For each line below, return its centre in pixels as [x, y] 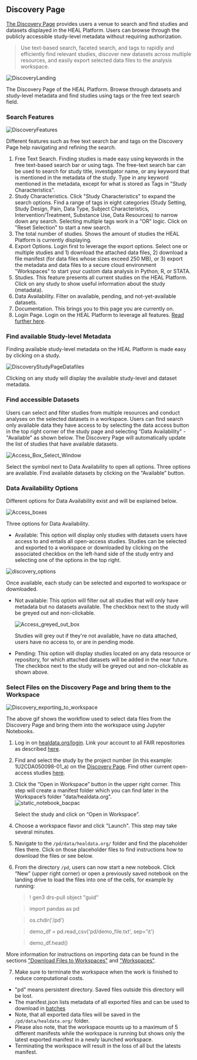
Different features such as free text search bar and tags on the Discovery [95, 141]
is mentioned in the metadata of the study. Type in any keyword [91, 178]
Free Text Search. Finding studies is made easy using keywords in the [99, 159]
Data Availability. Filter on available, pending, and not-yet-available [95, 296]
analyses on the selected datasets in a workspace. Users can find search [95, 419]
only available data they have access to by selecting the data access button [98, 425]
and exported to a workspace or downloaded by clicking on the [91, 547]
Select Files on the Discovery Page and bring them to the [89, 687]
